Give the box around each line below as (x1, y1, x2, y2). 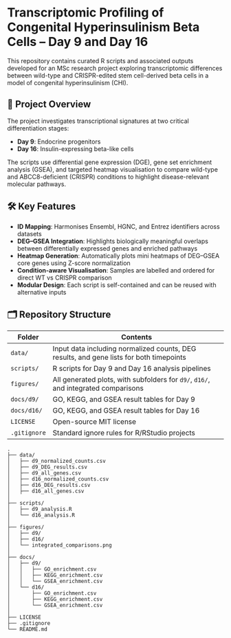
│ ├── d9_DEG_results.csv (7, 464, 88, 471)
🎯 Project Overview (7, 98, 91, 111)
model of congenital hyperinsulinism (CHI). (7, 78, 129, 87)
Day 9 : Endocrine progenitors (16, 137, 101, 146)
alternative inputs (16, 288, 67, 296)
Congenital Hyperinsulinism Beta (7, 19, 200, 35)
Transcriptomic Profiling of (7, 5, 164, 21)
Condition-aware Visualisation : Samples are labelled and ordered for (16, 266, 215, 274)
